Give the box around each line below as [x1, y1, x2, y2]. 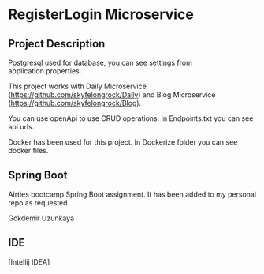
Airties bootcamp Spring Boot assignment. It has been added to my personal [8, 190, 257, 199]
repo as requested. [8, 197, 70, 207]
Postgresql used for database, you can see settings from [8, 58, 193, 67]
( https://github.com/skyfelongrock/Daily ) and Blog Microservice [8, 90, 216, 99]
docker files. [8, 146, 49, 155]
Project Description [8, 37, 106, 51]
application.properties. [8, 66, 82, 76]
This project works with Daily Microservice [8, 81, 147, 91]
